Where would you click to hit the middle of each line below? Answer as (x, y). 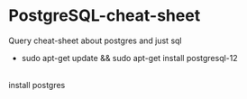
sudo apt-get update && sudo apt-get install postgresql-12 (129, 58)
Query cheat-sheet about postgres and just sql (95, 40)
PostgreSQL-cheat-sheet (105, 16)
